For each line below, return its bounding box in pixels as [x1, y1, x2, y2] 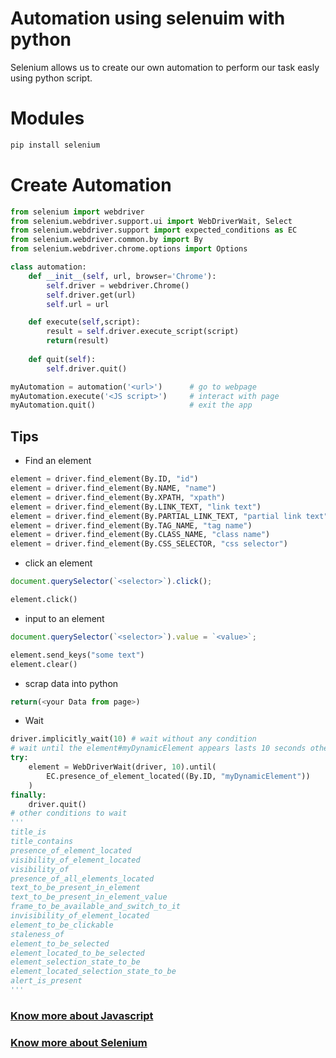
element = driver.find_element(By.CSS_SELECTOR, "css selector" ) [10, 539, 288, 549]
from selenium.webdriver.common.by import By [10, 235, 203, 245]
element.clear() [10, 659, 78, 669]
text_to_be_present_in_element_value [10, 892, 168, 902]
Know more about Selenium [10, 1035, 148, 1049]
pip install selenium [10, 140, 101, 150]
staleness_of [10, 929, 65, 939]
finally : [10, 790, 47, 800]
